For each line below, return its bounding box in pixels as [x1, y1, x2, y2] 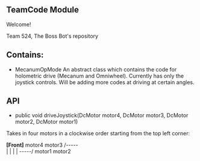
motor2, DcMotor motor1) [14, 118, 78, 126]
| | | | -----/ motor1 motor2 [6, 148, 71, 155]
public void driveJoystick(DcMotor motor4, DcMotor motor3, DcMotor [14, 112, 189, 119]
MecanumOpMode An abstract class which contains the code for [14, 65, 177, 73]
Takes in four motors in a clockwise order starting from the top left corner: [6, 130, 190, 137]
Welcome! [6, 20, 31, 28]
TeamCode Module [6, 5, 80, 15]
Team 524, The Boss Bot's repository [6, 32, 98, 40]
